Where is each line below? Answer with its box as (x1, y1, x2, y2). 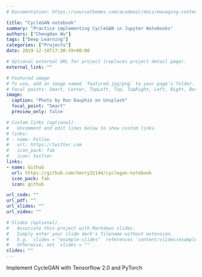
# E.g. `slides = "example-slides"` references (6, 236, 133, 243)
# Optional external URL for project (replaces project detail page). (6, 58, 187, 64)
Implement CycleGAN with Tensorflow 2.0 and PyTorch (6, 264, 143, 271)
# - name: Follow (6, 136, 50, 142)
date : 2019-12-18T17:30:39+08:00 (6, 48, 90, 54)
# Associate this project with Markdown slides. (6, 225, 136, 231)
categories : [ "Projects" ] (6, 42, 71, 48)
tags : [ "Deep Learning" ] (6, 37, 69, 43)
